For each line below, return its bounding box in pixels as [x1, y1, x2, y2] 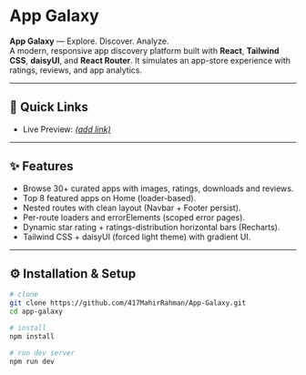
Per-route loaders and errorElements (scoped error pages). [22, 211, 246, 223]
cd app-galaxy [9, 307, 64, 317]
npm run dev [9, 357, 55, 366]
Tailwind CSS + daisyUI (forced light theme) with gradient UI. [22, 231, 251, 242]
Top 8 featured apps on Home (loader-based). [22, 192, 197, 203]
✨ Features [9, 158, 74, 174]
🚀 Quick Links [9, 99, 88, 115]
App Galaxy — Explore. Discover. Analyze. [9, 35, 169, 46]
